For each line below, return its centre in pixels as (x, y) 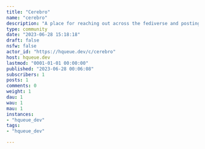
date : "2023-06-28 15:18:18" (43, 35)
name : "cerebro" (27, 18)
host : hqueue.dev (28, 57)
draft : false (23, 40)
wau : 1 (15, 103)
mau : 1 (15, 108)
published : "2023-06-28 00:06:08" (50, 69)
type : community (27, 29)
